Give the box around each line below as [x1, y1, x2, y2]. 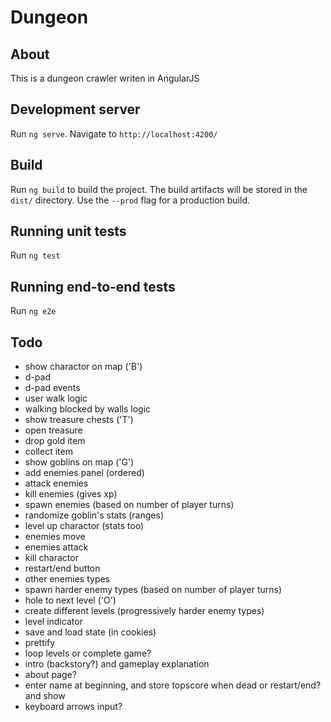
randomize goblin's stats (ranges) [24, 509, 165, 521]
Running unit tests [10, 223, 127, 240]
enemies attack [24, 541, 89, 553]
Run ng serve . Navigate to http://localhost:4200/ [10, 127, 218, 140]
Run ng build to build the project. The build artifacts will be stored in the [10, 183, 308, 195]
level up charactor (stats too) [24, 520, 145, 532]
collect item [24, 446, 73, 458]
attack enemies [24, 477, 89, 490]
